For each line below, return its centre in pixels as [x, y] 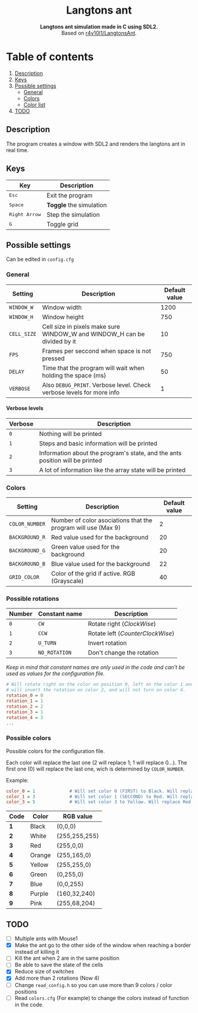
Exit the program [70, 195]
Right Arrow [25, 214]
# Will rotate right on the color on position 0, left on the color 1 [95, 684]
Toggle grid [62, 224]
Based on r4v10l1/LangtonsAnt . [99, 33]
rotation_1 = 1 [25, 701]
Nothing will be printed [70, 433]
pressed [53, 358]
